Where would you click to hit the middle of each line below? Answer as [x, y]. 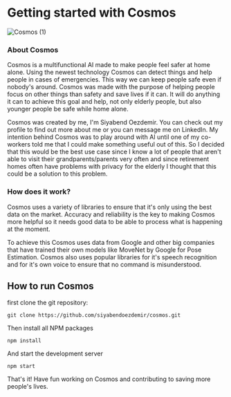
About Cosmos [33, 50]
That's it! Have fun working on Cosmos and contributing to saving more [109, 379]
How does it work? [39, 192]
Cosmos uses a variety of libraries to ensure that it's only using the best [110, 207]
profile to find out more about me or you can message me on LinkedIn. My [113, 130]
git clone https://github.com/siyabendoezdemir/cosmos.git [94, 315]
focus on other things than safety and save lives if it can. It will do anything [114, 94]
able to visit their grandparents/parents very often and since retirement [108, 159]
